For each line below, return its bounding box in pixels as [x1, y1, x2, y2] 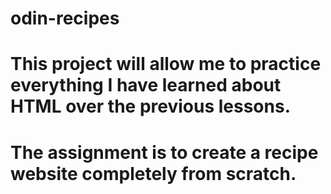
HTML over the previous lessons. [10, 95, 291, 118]
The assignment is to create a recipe [10, 141, 319, 164]
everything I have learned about [10, 74, 282, 97]
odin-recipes [10, 7, 120, 30]
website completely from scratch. [10, 162, 297, 185]
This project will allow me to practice [10, 53, 322, 76]
